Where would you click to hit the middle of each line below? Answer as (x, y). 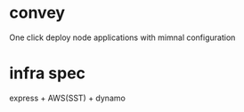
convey (37, 13)
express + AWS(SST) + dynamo (68, 98)
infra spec (48, 73)
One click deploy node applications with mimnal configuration (122, 37)
